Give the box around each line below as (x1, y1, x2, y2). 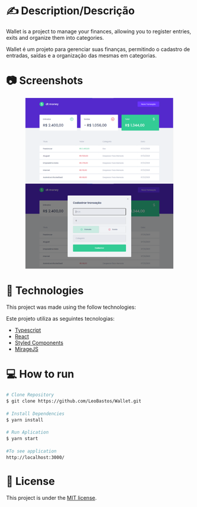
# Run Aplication (6, 429, 49, 436)
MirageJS (14, 346, 38, 353)
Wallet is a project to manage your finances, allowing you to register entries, (6, 27, 191, 35)
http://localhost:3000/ (6, 454, 65, 460)
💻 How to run (6, 367, 75, 381)
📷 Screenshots (6, 74, 83, 87)
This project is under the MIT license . (6, 494, 97, 501)
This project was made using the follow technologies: (6, 303, 136, 311)
